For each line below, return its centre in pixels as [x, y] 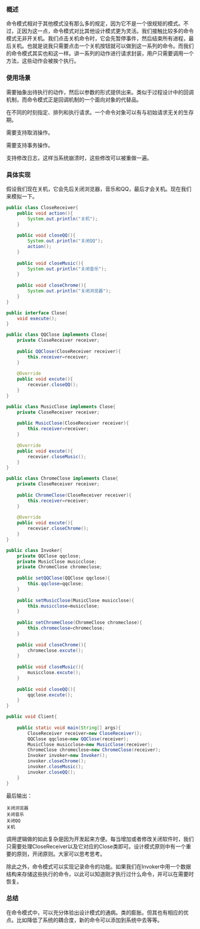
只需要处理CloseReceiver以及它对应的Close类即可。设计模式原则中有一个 [96, 846]
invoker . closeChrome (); [57, 761]
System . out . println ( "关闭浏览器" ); [69, 291]
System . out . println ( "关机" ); [63, 219]
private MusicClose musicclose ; [57, 562]
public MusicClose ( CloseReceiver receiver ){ [73, 423]
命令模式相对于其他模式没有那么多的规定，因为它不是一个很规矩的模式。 [95, 24]
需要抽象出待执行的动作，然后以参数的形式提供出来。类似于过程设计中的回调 [100, 92]
